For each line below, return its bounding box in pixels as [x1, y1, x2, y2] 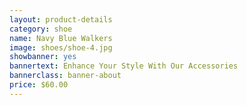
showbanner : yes [9, 52, 77, 62]
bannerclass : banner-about [9, 71, 122, 81]
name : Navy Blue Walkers [9, 33, 113, 43]
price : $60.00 [9, 80, 69, 90]
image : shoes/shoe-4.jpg [9, 42, 113, 53]
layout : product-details [9, 14, 113, 25]
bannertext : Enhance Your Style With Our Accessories [9, 61, 239, 71]
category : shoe [9, 24, 73, 34]
